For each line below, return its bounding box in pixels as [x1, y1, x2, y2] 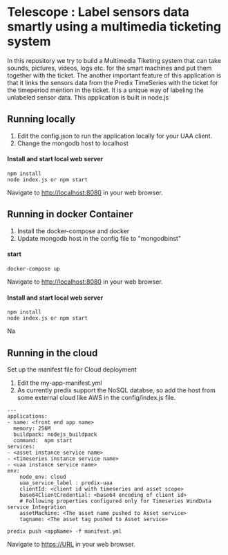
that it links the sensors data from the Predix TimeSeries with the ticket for [7, 78, 219, 87]
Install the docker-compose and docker [17, 226, 130, 235]
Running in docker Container [7, 208, 133, 220]
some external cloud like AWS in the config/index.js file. [17, 393, 176, 401]
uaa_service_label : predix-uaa [19, 479, 113, 486]
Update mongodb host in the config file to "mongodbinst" [17, 234, 182, 242]
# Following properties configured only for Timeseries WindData [19, 498, 212, 504]
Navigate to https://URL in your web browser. [7, 540, 136, 548]
